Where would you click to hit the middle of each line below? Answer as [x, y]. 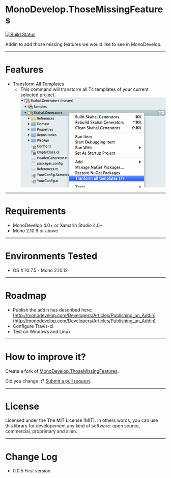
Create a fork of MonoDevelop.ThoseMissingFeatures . [62, 371]
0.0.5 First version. [32, 471]
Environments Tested [51, 256]
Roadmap [26, 295]
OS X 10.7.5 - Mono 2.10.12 [40, 270]
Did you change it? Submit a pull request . [48, 381]
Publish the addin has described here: [52, 309]
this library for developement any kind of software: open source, [73, 426]
